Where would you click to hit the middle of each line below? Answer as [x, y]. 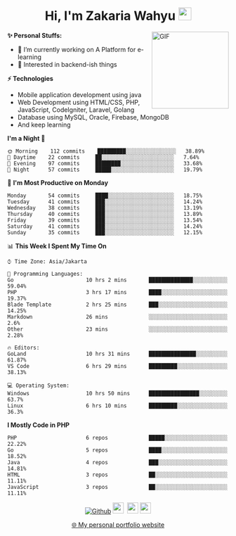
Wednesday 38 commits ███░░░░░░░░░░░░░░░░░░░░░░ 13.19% [105, 208]
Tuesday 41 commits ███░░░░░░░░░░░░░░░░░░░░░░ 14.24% [105, 202]
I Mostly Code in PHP [39, 425]
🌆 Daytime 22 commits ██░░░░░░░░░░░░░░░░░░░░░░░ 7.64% [103, 157]
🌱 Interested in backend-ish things [67, 64]
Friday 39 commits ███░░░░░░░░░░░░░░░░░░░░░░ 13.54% [105, 220]
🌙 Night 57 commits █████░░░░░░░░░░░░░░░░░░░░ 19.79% [105, 170]
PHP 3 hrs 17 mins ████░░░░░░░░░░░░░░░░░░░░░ [118, 292]
